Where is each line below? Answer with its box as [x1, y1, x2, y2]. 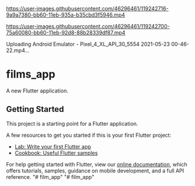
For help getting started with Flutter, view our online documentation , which [6, 161, 188, 168]
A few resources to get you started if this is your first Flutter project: [6, 132, 171, 139]
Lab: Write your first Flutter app [14, 143, 92, 150]
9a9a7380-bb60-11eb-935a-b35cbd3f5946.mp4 [6, 11, 125, 18]
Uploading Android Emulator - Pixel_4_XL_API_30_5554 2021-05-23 [6, 41, 170, 47]
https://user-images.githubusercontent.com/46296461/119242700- [6, 23, 170, 30]
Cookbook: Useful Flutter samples [14, 149, 98, 156]
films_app [6, 68, 56, 81]
